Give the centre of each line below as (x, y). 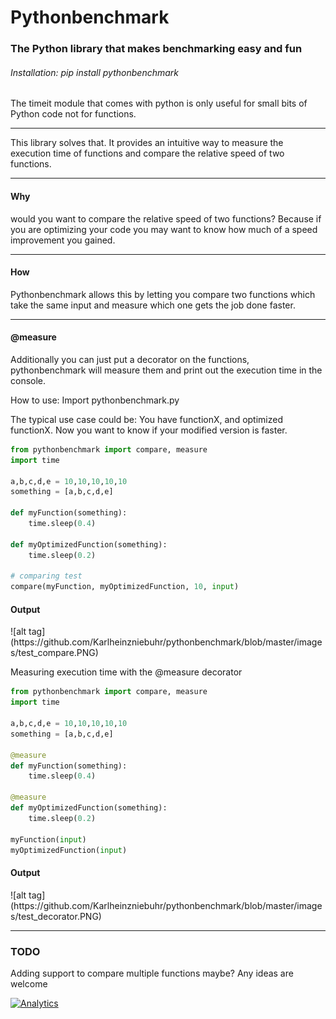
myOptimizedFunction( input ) (69, 850)
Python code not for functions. (73, 114)
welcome (29, 983)
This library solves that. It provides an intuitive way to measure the (147, 143)
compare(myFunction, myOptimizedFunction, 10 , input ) (125, 587)
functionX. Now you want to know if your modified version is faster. (149, 430)
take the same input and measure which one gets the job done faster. (153, 305)
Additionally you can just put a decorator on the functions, (130, 359)
